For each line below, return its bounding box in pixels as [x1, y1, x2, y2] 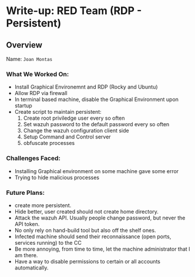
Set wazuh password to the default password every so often [23, 121, 170, 128]
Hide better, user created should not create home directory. [14, 208, 159, 215]
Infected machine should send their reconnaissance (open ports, [14, 233, 172, 240]
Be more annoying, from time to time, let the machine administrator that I [14, 245, 190, 252]
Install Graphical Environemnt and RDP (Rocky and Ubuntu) [14, 83, 158, 90]
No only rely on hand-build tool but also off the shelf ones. [14, 227, 156, 234]
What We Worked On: [6, 70, 69, 78]
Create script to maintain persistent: [14, 109, 102, 116]
